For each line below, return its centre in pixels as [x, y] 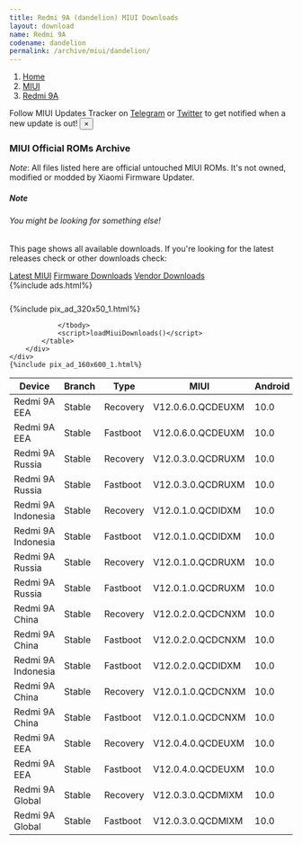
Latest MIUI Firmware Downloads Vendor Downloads [107, 276]
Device [35, 386]
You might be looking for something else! [85, 220]
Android [272, 386]
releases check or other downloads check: [89, 258]
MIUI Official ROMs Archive [70, 148]
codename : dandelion [48, 43]
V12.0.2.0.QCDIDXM [197, 665]
